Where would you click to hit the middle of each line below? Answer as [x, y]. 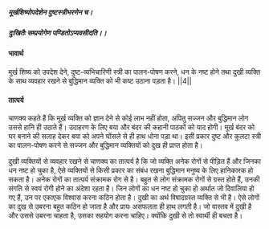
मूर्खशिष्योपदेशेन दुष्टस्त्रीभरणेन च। [51, 12]
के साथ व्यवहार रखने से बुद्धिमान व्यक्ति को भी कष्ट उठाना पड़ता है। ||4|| [100, 80]
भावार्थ [16, 54]
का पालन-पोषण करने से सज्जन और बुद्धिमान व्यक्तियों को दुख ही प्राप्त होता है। [106, 145]
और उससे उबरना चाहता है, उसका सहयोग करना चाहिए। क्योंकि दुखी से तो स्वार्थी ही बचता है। [126, 216]
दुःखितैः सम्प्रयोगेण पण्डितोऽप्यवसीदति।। [57, 32]
